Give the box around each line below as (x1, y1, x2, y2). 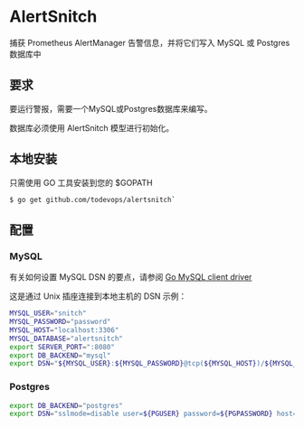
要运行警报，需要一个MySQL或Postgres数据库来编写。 (9, 103, 213, 114)
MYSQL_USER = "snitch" (9, 309, 88, 318)
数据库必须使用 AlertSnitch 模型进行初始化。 (9, 122, 175, 133)
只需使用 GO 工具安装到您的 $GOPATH (9, 177, 153, 188)
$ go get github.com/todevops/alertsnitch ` (9, 195, 176, 204)
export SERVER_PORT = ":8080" (9, 342, 116, 351)
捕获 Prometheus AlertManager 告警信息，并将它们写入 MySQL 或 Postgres (9, 37, 290, 48)
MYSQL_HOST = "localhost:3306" (9, 325, 119, 335)
